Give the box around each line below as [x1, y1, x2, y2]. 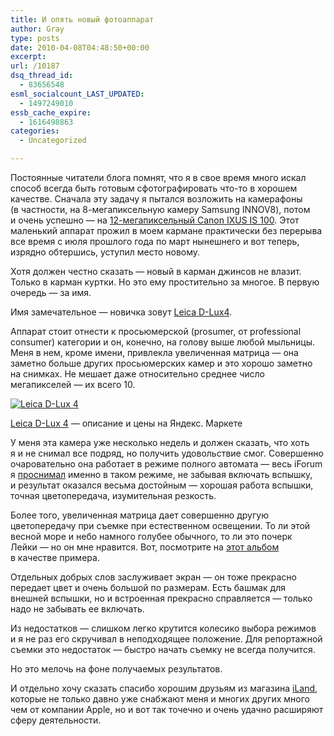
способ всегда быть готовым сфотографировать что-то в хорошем [10, 182, 298, 194]
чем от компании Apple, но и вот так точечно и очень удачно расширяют [10, 704, 324, 715]
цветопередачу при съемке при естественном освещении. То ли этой [10, 520, 311, 531]
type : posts [10, 33, 60, 43]
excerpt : [10, 52, 47, 62]
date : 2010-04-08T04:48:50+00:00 [10, 42, 150, 53]
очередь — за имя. [10, 287, 92, 298]
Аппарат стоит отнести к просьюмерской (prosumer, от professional [10, 326, 302, 337]
